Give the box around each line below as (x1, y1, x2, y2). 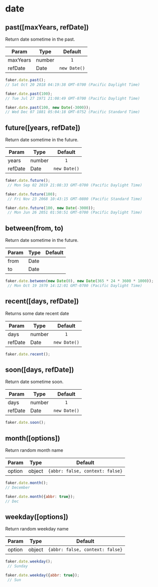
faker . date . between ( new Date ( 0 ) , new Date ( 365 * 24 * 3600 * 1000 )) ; (5, 278, 154, 283)
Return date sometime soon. (5, 379, 64, 385)
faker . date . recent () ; (5, 352, 51, 357)
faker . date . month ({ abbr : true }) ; (5, 494, 75, 499)
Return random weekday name (5, 526, 69, 532)
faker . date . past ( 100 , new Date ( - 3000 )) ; (5, 105, 91, 110)
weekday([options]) (5, 512, 69, 521)
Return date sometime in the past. (5, 36, 75, 42)
